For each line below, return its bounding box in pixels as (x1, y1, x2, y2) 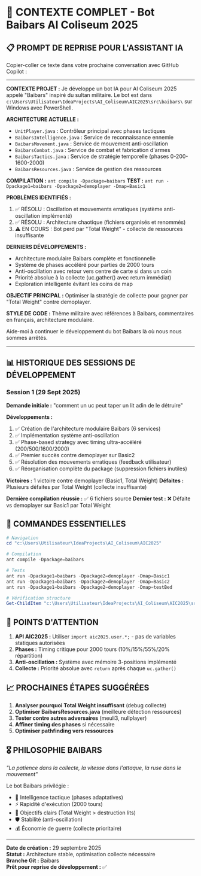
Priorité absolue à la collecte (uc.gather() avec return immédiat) (14, 274, 172, 281)
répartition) (14, 652, 43, 659)
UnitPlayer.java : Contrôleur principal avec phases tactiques (14, 127, 166, 134)
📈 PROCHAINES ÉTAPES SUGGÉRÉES (6, 683, 150, 693)
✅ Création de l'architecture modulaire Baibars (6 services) (14, 425, 161, 432)
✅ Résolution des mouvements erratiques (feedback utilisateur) (14, 458, 172, 466)
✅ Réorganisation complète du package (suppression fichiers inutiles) (14, 465, 187, 472)
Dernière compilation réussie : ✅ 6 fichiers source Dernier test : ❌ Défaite (6, 495, 191, 502)
